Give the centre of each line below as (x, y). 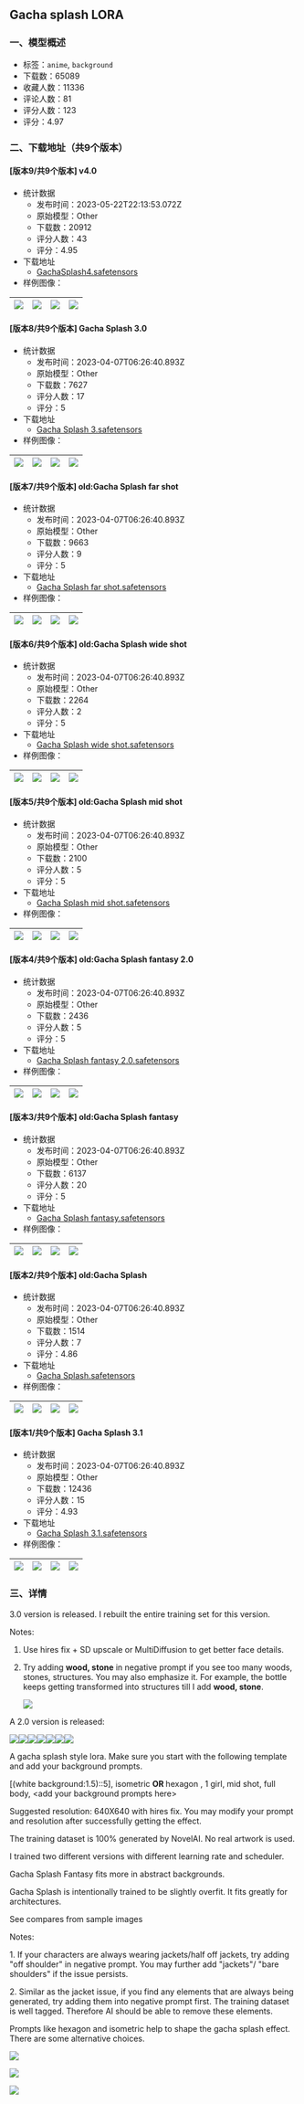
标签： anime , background (68, 64)
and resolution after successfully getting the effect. (106, 1821)
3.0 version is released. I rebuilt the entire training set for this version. (140, 1614)
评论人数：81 (47, 99)
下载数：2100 (62, 858)
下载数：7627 (62, 385)
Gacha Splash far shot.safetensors (101, 587)
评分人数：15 (60, 1500)
